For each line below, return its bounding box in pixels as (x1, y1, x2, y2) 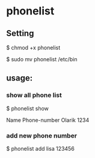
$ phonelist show (6, 105, 49, 112)
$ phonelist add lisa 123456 (6, 145, 75, 152)
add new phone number (6, 131, 77, 139)
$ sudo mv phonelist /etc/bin (6, 56, 78, 62)
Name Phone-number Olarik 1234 (6, 116, 90, 124)
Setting (6, 28, 34, 38)
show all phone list (6, 91, 62, 100)
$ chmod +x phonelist (6, 44, 61, 51)
